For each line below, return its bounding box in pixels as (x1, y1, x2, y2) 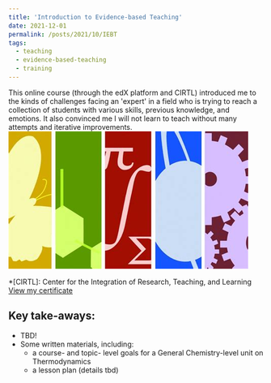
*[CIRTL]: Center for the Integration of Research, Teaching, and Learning (8, 277, 252, 286)
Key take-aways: (8, 309, 95, 323)
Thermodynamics (32, 356, 91, 366)
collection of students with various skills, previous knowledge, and (8, 105, 231, 114)
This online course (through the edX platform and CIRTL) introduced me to (8, 88, 256, 97)
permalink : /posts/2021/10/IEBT (8, 30, 117, 38)
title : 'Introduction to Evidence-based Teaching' (8, 13, 183, 21)
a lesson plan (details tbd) (32, 365, 119, 375)
